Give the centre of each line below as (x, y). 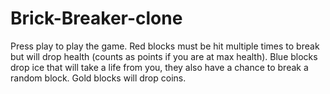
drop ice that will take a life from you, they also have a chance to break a (159, 67)
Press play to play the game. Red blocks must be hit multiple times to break (165, 46)
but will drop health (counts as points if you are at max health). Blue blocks (164, 56)
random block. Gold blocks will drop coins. (98, 78)
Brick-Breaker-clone (96, 18)
